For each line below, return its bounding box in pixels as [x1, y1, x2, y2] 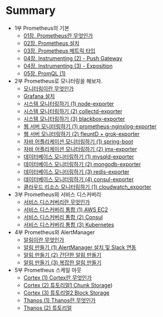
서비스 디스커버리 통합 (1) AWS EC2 [23, 206, 108, 213]
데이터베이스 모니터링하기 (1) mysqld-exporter [23, 152, 134, 160]
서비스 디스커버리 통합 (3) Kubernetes [23, 221, 114, 228]
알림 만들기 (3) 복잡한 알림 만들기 [23, 258, 102, 266]
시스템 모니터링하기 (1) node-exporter [23, 100, 114, 107]
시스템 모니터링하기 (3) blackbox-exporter [23, 115, 125, 122]
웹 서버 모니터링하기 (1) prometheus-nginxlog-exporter [23, 122, 157, 130]
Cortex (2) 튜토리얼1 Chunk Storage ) [23, 281, 113, 289]
